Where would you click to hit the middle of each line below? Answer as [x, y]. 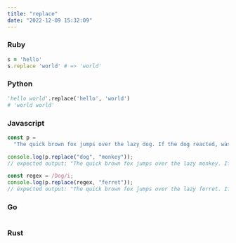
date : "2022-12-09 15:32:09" [50, 20]
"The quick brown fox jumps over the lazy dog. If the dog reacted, [116, 144]
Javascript [26, 123]
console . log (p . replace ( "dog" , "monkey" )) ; [70, 157]
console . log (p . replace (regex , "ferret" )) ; [70, 183]
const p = [22, 138]
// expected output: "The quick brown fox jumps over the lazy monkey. [114, 163]
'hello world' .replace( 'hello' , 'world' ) [69, 98]
